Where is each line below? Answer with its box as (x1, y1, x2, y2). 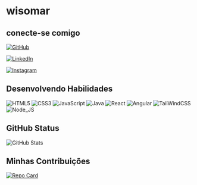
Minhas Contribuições (6, 156, 90, 167)
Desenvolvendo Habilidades (6, 84, 113, 94)
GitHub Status (6, 123, 60, 133)
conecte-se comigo (6, 28, 80, 38)
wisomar (6, 4, 51, 18)
